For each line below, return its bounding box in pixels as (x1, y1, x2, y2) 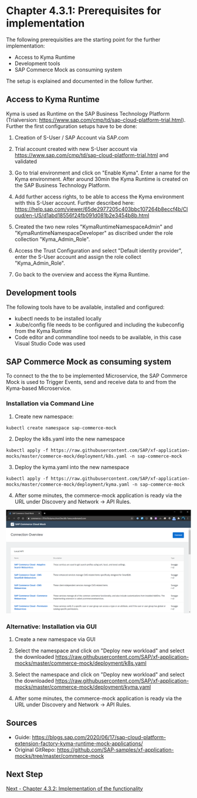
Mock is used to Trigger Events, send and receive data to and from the (6, 379, 176, 386)
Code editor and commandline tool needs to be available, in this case (14, 334, 182, 341)
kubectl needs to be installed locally (14, 315, 101, 322)
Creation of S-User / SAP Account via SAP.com (14, 134, 129, 141)
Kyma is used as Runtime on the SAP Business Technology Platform (6, 110, 170, 117)
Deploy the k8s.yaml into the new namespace (14, 435, 125, 442)
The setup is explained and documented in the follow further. (6, 78, 154, 85)
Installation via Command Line (6, 399, 94, 408)
